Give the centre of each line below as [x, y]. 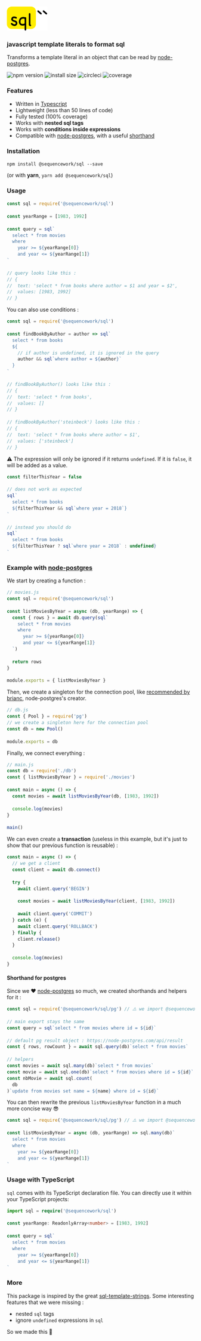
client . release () [39, 939]
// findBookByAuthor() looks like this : [59, 384]
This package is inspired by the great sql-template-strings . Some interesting [101, 1296]
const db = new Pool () [35, 729]
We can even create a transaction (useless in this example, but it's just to [97, 839]
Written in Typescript [41, 104]
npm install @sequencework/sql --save [55, 164]
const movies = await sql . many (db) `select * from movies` [80, 1066]
